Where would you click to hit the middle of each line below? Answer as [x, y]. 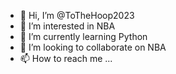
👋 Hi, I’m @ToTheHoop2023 [77, 15]
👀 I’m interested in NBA [67, 26]
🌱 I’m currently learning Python [83, 36]
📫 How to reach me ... [66, 58]
